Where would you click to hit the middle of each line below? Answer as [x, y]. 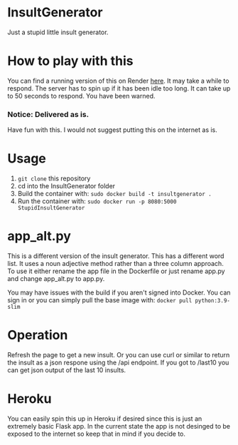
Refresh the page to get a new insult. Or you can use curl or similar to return [119, 354]
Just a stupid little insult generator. [58, 32]
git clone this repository [54, 178]
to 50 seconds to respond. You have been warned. [81, 96]
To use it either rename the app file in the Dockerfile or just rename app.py [116, 271]
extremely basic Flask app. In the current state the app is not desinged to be [119, 426]
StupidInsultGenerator [51, 208]
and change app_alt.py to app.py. [56, 279]
